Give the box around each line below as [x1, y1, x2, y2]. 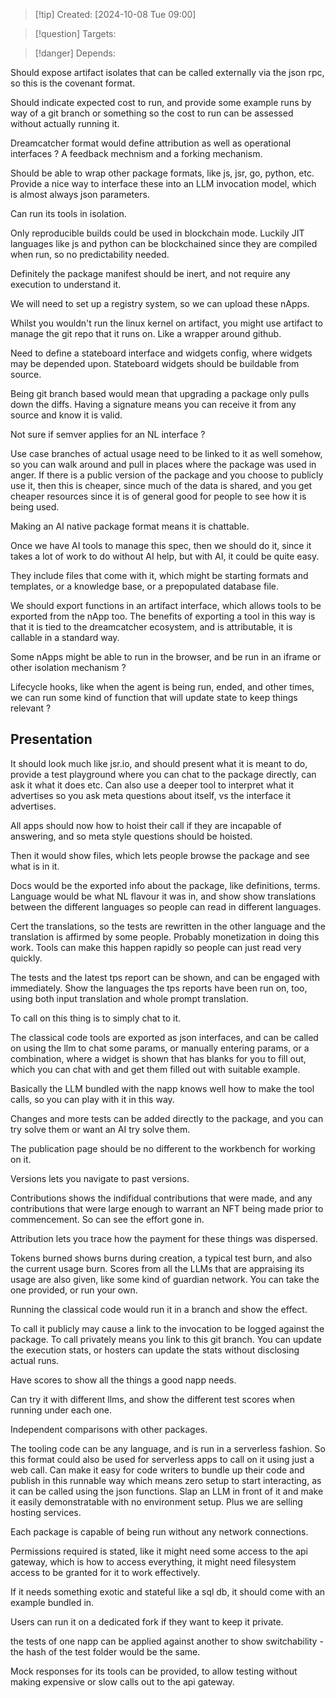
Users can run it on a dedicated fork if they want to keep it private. [10, 1615, 284, 1628]
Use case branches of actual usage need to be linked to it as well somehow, [10, 448, 323, 459]
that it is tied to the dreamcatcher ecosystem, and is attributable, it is [10, 621, 293, 633]
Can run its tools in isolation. [10, 208, 127, 219]
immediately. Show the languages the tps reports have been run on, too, [10, 982, 308, 994]
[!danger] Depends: [34, 47, 116, 59]
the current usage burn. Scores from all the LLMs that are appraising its [10, 1262, 305, 1274]
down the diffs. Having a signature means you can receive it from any [10, 399, 297, 410]
